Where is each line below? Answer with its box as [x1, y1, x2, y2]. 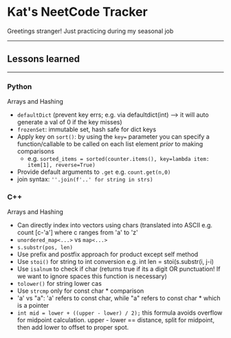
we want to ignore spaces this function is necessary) [16, 272, 167, 280]
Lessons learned [7, 53, 80, 65]
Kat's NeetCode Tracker [7, 4, 148, 20]
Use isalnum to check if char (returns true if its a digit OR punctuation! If [16, 265, 221, 273]
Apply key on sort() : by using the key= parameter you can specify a [16, 133, 210, 141]
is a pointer [16, 302, 49, 310]
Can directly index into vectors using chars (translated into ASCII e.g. [16, 221, 213, 229]
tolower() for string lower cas [16, 280, 102, 288]
